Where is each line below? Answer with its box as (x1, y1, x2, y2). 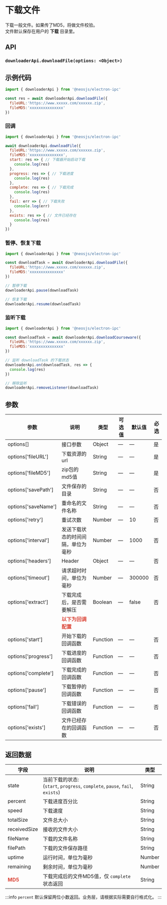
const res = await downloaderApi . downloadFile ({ (5, 96, 108, 101)
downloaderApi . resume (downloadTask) (5, 302, 81, 306)
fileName (7, 835, 29, 842)
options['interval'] (7, 537, 50, 544)
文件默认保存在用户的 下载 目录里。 (5, 28, 78, 34)
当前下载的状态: (43, 776, 80, 783)
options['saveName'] (7, 503, 57, 510)
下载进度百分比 (43, 798, 78, 805)
